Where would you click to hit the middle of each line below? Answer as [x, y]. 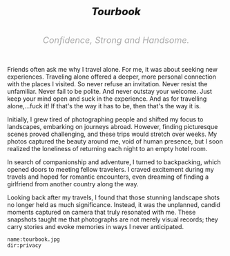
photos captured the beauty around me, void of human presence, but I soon [115, 141]
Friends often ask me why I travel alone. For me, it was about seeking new [112, 69]
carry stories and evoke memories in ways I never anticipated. [96, 226]
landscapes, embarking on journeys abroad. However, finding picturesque [113, 126]
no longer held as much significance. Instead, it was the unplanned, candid [114, 204]
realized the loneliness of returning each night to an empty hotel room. [107, 148]
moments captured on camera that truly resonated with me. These [102, 212]
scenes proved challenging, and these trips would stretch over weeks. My [112, 134]
